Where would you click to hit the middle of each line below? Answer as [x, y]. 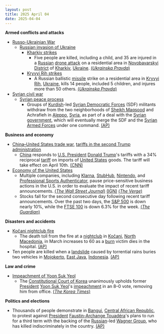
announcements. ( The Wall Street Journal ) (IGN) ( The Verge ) [81, 191]
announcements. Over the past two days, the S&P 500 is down [82, 202]
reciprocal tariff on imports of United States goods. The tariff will [85, 160]
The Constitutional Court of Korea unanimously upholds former [83, 281]
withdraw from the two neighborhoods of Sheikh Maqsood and [90, 110]
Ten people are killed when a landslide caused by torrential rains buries [84, 252]
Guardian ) [30, 212]
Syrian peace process [42, 99]
